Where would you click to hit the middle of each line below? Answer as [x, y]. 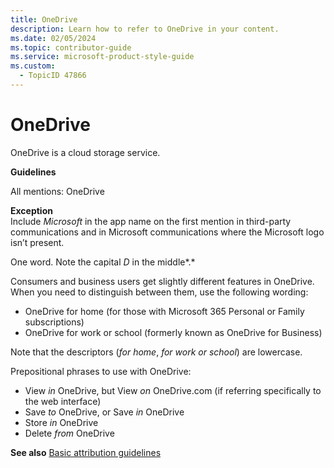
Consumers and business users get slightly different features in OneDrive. [162, 281]
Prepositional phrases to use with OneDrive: [101, 371]
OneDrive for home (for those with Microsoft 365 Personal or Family [164, 311]
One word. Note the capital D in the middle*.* [103, 262]
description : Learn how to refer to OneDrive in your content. [145, 29]
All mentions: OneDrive [57, 191]
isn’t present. [37, 242]
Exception [31, 210]
